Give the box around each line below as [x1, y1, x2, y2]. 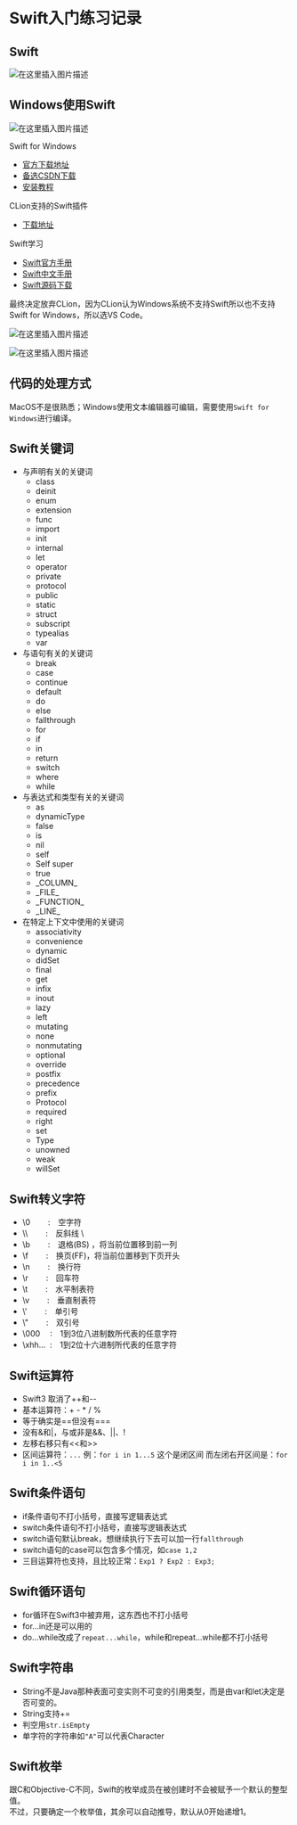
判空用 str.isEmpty [21, 1719, 91, 1730]
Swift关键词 [9, 441, 74, 456]
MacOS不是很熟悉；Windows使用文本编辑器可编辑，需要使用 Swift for [9, 401, 269, 412]
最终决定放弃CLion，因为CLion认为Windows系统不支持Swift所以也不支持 [9, 298, 276, 308]
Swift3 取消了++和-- [21, 1393, 97, 1404]
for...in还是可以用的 [21, 1620, 93, 1632]
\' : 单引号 [21, 1306, 78, 1317]
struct [35, 609, 58, 620]
